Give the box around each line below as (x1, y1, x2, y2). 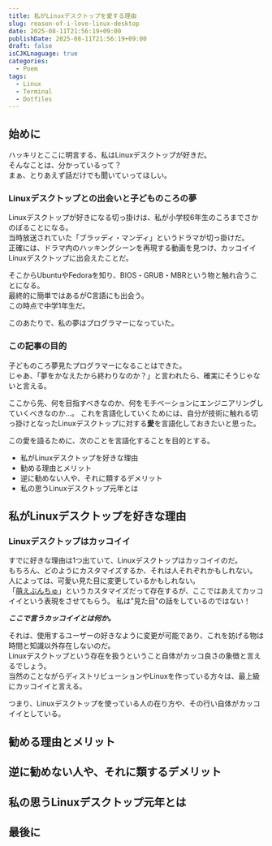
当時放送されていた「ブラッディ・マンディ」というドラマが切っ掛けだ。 (8, 233, 249, 243)
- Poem (15, 65, 38, 73)
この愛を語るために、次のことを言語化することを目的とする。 (8, 435, 215, 445)
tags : (8, 72, 27, 80)
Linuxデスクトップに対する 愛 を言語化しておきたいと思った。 (58, 418, 261, 428)
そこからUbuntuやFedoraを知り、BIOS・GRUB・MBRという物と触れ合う (8, 270, 251, 280)
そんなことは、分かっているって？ (8, 160, 122, 170)
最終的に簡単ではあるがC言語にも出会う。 (8, 291, 149, 300)
